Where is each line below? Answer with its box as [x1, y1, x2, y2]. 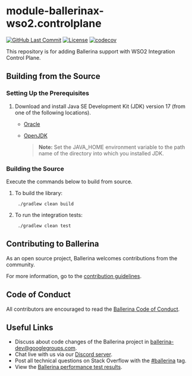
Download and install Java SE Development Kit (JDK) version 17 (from [14, 103, 186, 110]
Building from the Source [6, 71, 100, 81]
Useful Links [6, 322, 53, 333]
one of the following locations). [14, 109, 91, 116]
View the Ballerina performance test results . [14, 364, 123, 371]
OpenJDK [23, 132, 48, 139]
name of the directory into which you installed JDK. [38, 149, 165, 157]
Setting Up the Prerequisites [6, 89, 89, 97]
